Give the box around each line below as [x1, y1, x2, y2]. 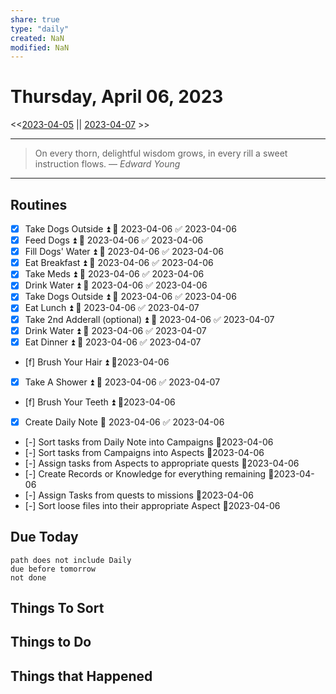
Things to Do [10, 634, 92, 651]
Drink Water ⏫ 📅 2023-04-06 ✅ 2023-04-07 [24, 324, 207, 336]
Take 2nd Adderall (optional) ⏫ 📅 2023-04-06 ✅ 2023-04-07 [24, 313, 275, 325]
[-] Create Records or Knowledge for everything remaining [24, 467, 267, 480]
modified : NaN [10, 42, 70, 53]
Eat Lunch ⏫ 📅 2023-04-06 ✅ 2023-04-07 [24, 302, 200, 314]
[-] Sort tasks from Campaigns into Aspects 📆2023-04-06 [24, 446, 265, 458]
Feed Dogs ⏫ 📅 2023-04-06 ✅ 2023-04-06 [24, 234, 204, 246]
